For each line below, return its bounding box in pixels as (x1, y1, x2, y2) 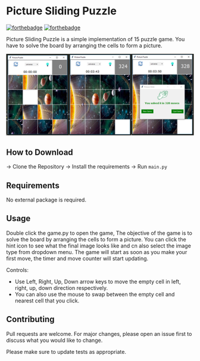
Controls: (6, 266, 29, 273)
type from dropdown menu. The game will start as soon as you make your (6, 248, 187, 255)
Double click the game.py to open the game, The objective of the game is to (6, 229, 192, 237)
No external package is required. (6, 196, 86, 204)
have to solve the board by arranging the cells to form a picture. (6, 42, 162, 49)
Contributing (6, 314, 55, 325)
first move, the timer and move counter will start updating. (6, 255, 149, 262)
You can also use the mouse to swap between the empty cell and (14, 290, 175, 298)
